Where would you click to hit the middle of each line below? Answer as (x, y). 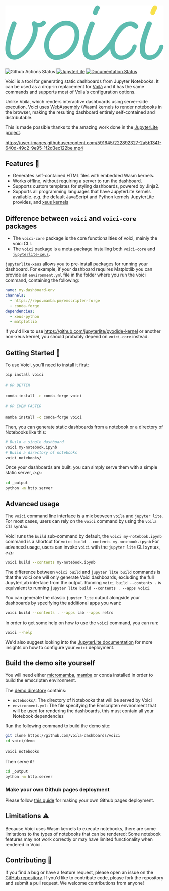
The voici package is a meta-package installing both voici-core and (84, 249)
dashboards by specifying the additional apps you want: (63, 603)
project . (13, 132)
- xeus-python (24, 317)
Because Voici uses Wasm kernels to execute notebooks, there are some (80, 828)
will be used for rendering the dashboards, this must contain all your (83, 711)
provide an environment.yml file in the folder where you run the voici (75, 275)
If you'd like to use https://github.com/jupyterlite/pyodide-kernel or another (83, 331)
